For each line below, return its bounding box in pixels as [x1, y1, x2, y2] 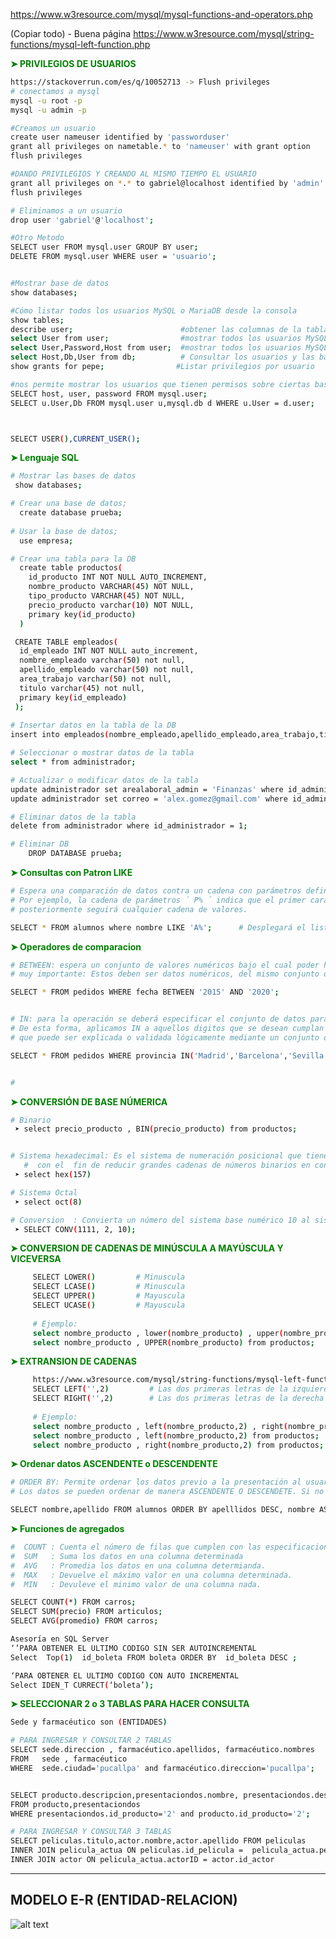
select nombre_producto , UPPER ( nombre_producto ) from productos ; [32, 1337, 315, 1348]
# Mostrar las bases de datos [10, 471, 137, 481]
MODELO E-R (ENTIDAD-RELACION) [10, 1892, 238, 1909]
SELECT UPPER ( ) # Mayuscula [32, 1291, 186, 1301]
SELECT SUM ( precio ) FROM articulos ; [10, 1607, 163, 1617]
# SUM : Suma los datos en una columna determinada [10, 1551, 244, 1561]
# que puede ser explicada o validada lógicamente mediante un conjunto [10, 1032, 320, 1043]
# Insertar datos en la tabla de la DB [10, 720, 177, 731]
